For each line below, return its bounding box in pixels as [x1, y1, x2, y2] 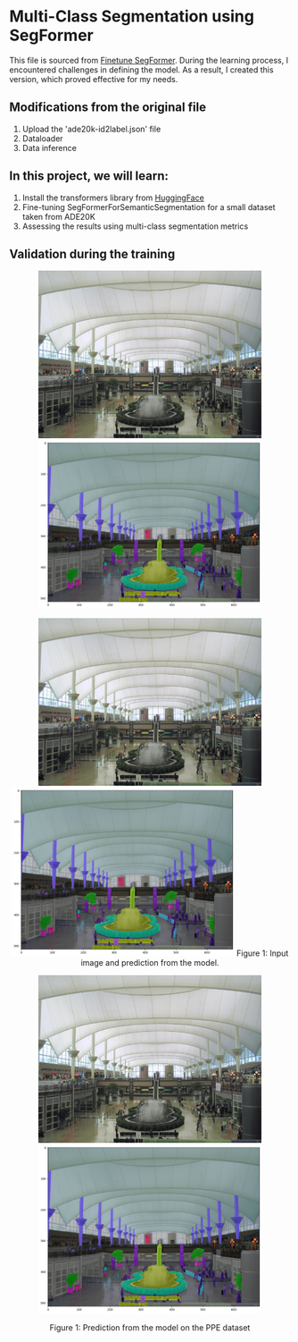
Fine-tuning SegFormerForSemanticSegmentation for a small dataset [21, 201, 276, 212]
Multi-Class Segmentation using [9, 6, 254, 27]
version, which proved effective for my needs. [9, 73, 178, 84]
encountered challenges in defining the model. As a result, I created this [9, 64, 274, 75]
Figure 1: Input [236, 948, 289, 958]
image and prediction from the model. [80, 957, 219, 967]
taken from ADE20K [21, 211, 95, 222]
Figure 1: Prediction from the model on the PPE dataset [49, 1321, 251, 1333]
